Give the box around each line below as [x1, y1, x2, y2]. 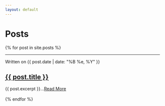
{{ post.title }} [5, 73, 49, 81]
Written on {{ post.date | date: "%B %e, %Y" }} [5, 58, 100, 64]
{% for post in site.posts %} [5, 45, 61, 51]
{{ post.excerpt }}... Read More [5, 86, 66, 92]
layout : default [5, 7, 38, 12]
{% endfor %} [5, 96, 33, 102]
